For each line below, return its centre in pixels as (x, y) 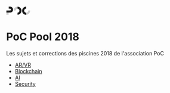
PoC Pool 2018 (43, 37)
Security (25, 83)
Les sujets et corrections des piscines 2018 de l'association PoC (85, 53)
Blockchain (28, 71)
